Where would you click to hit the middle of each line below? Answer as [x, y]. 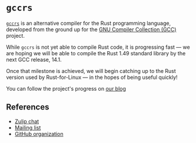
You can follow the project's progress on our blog [66, 88]
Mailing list [28, 127]
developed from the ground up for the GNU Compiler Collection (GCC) [91, 29]
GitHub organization [39, 134]
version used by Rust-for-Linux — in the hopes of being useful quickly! [92, 77]
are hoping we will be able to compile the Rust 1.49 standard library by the [96, 53]
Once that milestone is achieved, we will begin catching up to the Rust [91, 71]
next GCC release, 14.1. [34, 59]
